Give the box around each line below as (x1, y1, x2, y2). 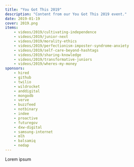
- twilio (14, 79, 32, 84)
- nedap (14, 143, 29, 148)
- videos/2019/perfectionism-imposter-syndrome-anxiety (14, 43, 130, 48)
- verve (14, 98, 29, 103)
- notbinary (14, 107, 38, 112)
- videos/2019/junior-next (14, 35, 68, 39)
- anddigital (14, 89, 40, 93)
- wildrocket (14, 84, 40, 89)
